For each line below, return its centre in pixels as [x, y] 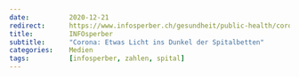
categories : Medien [51, 50]
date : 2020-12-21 [59, 17]
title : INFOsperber [61, 34]
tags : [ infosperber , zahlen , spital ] [97, 58]
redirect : [28, 26]
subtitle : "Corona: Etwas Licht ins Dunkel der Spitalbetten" [137, 42]
